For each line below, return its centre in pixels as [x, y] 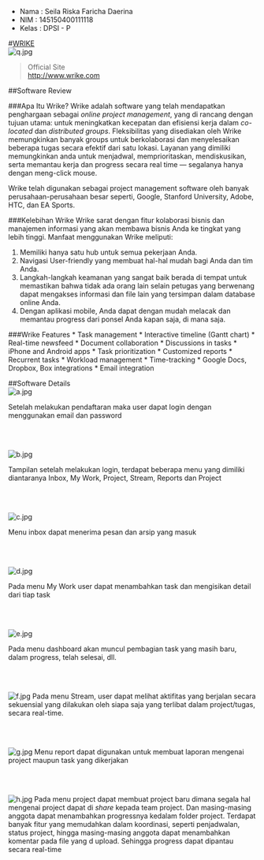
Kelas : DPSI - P [45, 28]
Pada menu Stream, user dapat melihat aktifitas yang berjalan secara [144, 696]
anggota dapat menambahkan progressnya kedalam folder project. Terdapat [132, 816]
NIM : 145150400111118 [56, 20]
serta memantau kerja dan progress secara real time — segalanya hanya [126, 164]
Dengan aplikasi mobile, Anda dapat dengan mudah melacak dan [125, 311]
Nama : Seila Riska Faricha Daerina [76, 11]
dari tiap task [30, 595]
